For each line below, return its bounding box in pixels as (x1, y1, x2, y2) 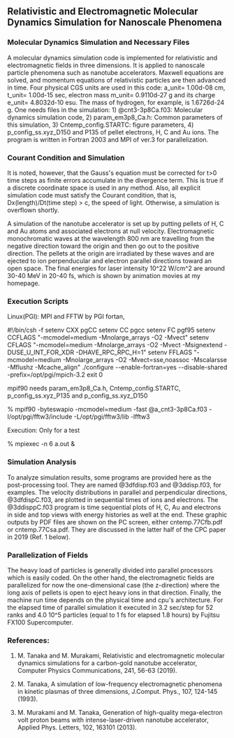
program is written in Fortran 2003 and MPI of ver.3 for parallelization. (7, 135, 209, 144)
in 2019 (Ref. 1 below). (7, 532, 71, 541)
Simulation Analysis (7, 457, 77, 467)
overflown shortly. (7, 206, 59, 214)
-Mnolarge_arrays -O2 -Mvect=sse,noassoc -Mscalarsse (62, 356, 227, 364)
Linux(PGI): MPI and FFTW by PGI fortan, (7, 312, 125, 321)
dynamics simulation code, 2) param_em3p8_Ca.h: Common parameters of (7, 113, 223, 121)
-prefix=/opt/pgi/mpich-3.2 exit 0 (7, 370, 103, 379)
